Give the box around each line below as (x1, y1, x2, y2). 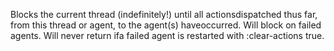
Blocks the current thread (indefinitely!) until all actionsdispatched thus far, (10, 9, 318, 20)
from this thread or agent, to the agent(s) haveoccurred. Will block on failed (10, 19, 322, 31)
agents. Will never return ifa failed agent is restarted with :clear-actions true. (10, 30, 325, 41)
